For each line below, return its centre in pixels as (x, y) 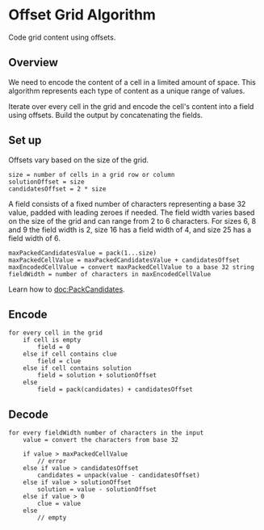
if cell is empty (52, 340)
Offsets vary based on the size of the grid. (79, 160)
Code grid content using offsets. (62, 37)
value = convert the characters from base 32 (101, 440)
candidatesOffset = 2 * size (57, 189)
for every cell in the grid (56, 333)
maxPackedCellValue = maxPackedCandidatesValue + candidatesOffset (124, 260)
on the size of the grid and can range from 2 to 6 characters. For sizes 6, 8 (132, 221)
